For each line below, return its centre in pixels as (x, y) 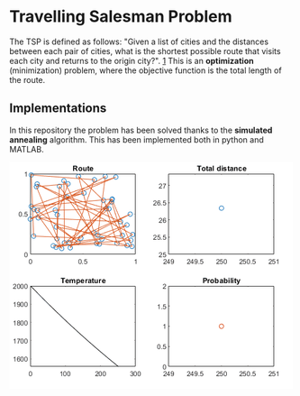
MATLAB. (27, 149)
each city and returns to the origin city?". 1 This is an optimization (132, 60)
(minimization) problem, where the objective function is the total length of (145, 70)
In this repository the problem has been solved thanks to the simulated (141, 130)
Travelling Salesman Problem (121, 17)
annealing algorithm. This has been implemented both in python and (136, 139)
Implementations (58, 109)
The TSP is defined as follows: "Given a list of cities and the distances (139, 41)
